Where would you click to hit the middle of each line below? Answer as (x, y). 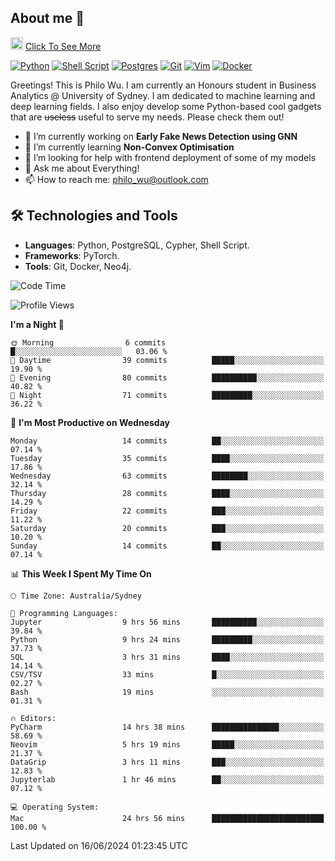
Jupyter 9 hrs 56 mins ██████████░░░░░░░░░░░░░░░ (167, 622)
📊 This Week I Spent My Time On (81, 573)
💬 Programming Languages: (64, 613)
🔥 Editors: (33, 718)
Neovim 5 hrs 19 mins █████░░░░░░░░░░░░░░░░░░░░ (167, 744)
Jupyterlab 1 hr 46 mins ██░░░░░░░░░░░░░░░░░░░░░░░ (167, 779)
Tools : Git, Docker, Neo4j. (78, 266)
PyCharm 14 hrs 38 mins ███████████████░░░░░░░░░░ (167, 727)
